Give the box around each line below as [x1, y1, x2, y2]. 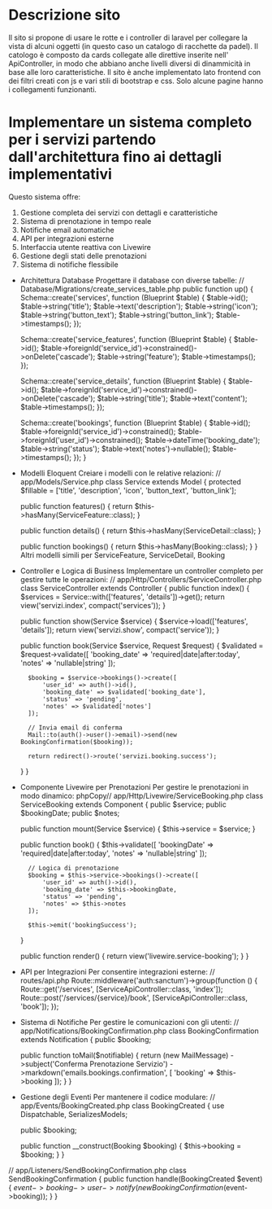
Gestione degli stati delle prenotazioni [19, 251, 148, 261]
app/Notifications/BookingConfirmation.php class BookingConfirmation [19, 1026, 259, 1036]
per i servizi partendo [8, 130, 157, 149]
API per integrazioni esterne [19, 234, 114, 243]
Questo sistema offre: [8, 191, 81, 201]
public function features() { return [19, 501, 133, 510]
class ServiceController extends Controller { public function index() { [19, 583, 250, 593]
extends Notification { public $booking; [19, 1034, 152, 1044]
